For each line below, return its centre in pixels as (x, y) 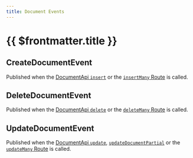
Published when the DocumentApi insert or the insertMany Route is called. (97, 77)
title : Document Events (35, 12)
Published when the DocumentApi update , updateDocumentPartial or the (93, 143)
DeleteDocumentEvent (49, 96)
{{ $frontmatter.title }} (62, 41)
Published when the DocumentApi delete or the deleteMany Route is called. (97, 109)
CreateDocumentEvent (49, 63)
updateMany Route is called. (39, 149)
